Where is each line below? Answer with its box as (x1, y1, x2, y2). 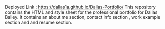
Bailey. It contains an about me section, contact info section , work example (5, 14, 161, 20)
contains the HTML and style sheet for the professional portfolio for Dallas (5, 9, 158, 15)
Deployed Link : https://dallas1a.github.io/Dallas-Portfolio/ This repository (5, 4, 156, 10)
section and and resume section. (5, 19, 72, 25)
